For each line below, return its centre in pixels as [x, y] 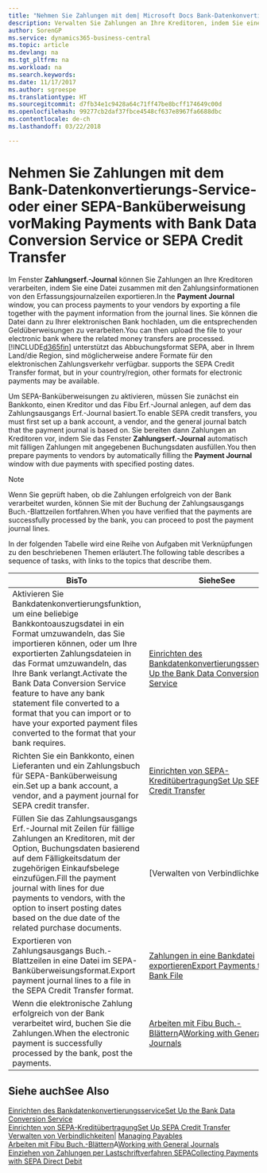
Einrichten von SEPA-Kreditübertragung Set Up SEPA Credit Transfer [119, 1127]
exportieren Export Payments [202, 965]
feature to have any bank [59, 693]
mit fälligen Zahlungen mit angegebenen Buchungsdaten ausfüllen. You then [132, 447]
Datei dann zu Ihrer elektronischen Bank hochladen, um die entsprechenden [133, 321]
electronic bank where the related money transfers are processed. [116, 338]
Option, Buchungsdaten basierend [76, 848]
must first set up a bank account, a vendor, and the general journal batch [128, 421]
